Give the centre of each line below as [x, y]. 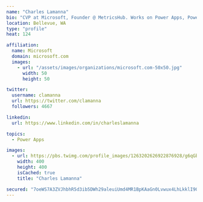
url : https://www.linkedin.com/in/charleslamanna [75, 123]
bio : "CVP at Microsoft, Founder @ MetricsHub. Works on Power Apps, [96, 17]
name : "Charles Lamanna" [37, 12]
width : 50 [34, 73]
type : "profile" [27, 29]
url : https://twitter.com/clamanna [56, 101]
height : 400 [32, 167]
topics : [16, 134]
